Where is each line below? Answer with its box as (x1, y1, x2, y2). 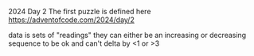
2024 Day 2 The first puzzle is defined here (8, 7, 151, 16)
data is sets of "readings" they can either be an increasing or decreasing (8, 31, 247, 39)
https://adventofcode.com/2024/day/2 (8, 15, 135, 24)
